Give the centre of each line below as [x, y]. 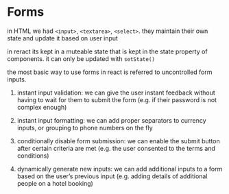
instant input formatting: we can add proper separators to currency [112, 120]
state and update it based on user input [63, 38]
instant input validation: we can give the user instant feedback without [116, 93]
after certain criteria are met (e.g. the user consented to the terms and [116, 148]
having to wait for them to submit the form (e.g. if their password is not [117, 99]
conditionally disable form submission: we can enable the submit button [119, 141]
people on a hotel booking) [55, 183]
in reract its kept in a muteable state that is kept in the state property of [107, 51]
